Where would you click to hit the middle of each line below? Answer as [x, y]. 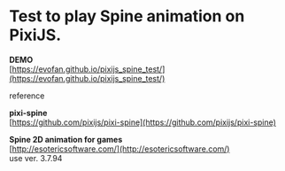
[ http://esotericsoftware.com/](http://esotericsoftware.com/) [119, 149]
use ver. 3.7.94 [36, 158]
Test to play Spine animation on [127, 16]
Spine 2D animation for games [66, 139]
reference [27, 96]
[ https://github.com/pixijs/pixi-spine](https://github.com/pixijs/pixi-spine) [143, 122]
